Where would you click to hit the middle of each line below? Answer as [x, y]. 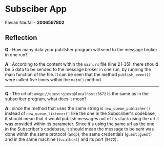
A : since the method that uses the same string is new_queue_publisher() [78, 108]
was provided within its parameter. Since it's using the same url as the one [80, 124]
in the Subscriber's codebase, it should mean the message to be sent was [80, 129]
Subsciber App [36, 9]
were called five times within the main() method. [54, 79]
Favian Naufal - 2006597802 [35, 22]
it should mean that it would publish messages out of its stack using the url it [82, 118]
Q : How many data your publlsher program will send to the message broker [81, 49]
